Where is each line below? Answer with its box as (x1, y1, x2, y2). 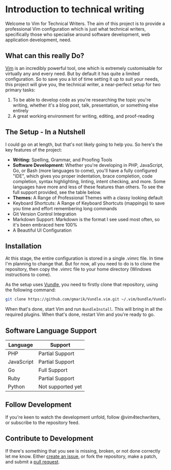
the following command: (5, 287, 56, 293)
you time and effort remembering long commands (12, 205, 117, 211)
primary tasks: (5, 87, 36, 93)
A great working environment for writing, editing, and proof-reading (12, 113, 154, 119)
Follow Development (5, 401, 72, 409)
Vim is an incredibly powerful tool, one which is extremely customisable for (5, 65, 163, 71)
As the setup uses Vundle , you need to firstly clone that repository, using (5, 282, 158, 288)
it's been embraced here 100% (12, 221, 77, 228)
